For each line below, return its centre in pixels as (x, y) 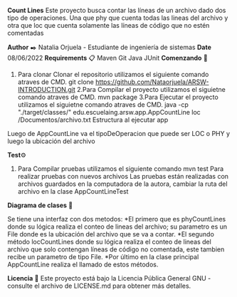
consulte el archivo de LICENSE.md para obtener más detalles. (99, 286)
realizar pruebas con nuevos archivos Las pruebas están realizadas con (123, 176)
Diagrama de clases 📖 (40, 205)
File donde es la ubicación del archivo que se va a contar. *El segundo (111, 234)
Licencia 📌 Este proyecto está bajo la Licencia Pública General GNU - (109, 278)
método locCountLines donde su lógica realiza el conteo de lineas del (109, 242)
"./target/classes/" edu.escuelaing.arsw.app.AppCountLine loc (109, 112)
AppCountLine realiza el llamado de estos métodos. (83, 264)
